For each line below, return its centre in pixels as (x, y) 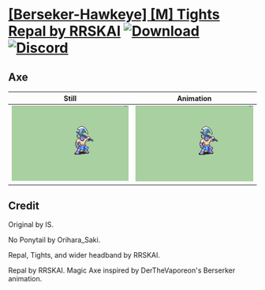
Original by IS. (31, 225)
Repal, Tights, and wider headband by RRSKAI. (84, 255)
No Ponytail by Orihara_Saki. (54, 240)
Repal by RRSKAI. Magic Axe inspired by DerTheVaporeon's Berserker (122, 270)
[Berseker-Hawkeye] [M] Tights (114, 15)
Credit (24, 205)
